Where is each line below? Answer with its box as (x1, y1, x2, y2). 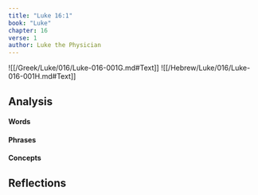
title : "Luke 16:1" (8, 11, 73, 20)
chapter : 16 (8, 26, 48, 34)
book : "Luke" (8, 19, 52, 27)
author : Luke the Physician (8, 41, 102, 49)
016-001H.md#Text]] (8, 72, 76, 81)
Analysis (8, 95, 53, 108)
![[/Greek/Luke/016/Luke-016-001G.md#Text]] (8, 63, 159, 72)
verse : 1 (8, 33, 37, 42)
